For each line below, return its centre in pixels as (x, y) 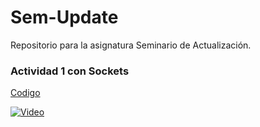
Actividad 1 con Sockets (70, 71)
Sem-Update (64, 17)
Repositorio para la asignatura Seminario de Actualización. (131, 45)
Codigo (25, 93)
